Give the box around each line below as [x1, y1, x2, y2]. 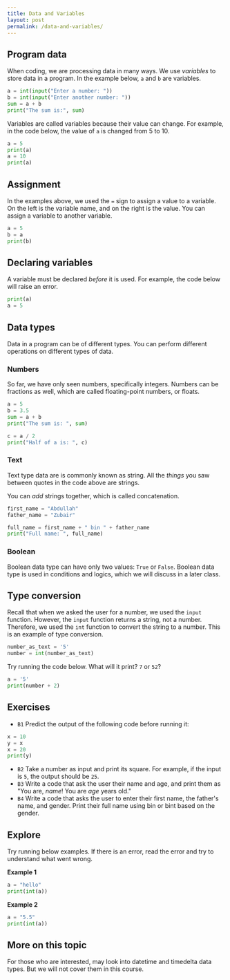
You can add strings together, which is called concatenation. [7, 491, 180, 500]
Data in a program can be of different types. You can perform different [7, 340, 207, 348]
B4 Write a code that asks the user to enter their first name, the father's [17, 794, 219, 802]
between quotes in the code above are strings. [7, 478, 140, 487]
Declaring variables [7, 257, 93, 269]
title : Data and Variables [7, 10, 85, 17]
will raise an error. [7, 283, 59, 291]
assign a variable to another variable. [7, 211, 113, 220]
